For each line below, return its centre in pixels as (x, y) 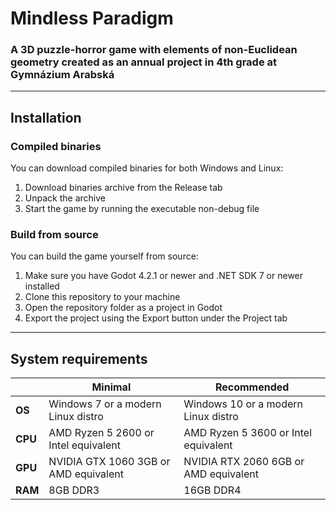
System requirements (79, 358)
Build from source (54, 235)
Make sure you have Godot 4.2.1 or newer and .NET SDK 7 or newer (164, 276)
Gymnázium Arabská (62, 75)
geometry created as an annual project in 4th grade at (144, 62)
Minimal (111, 387)
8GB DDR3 (74, 490)
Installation (46, 117)
